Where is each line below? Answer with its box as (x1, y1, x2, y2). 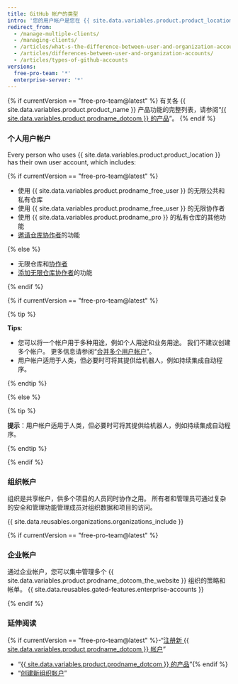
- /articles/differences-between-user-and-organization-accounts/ (13, 50, 214, 57)
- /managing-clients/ (13, 37, 78, 44)
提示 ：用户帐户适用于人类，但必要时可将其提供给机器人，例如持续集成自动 (7, 421, 225, 430)
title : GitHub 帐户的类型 (7, 10, 79, 18)
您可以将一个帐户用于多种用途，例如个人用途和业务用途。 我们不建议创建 (17, 338, 231, 347)
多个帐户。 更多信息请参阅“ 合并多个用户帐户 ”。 (17, 347, 156, 355)
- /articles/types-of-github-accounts (13, 57, 129, 64)
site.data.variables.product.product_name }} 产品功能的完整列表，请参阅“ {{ (7, 106, 227, 114)
